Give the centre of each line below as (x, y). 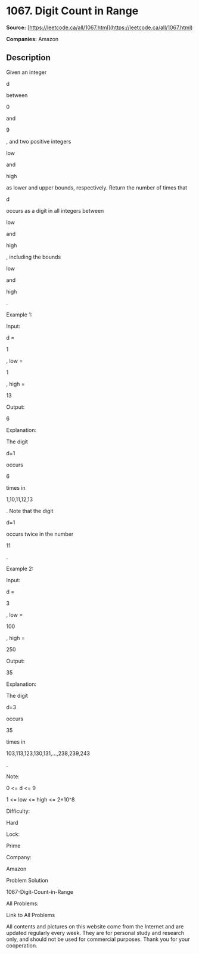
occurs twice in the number (40, 534)
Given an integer (27, 72)
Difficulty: (18, 811)
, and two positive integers (39, 141)
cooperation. (22, 945)
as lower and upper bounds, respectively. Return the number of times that (97, 187)
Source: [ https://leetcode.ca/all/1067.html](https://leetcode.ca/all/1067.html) (99, 27)
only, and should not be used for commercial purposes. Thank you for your (98, 939)
